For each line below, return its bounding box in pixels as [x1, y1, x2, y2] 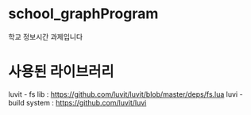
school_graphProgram [8, 5, 159, 23]
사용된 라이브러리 [8, 63, 114, 81]
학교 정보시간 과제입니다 [8, 32, 83, 41]
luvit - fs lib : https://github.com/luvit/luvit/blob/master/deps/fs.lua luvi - [8, 89, 244, 99]
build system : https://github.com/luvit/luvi [8, 98, 147, 107]
